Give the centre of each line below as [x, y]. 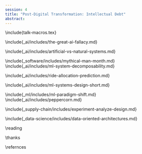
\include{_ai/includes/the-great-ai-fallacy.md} [51, 42]
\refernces [16, 147]
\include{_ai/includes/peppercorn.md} [44, 100]
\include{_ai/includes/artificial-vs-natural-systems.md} [60, 51]
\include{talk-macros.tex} [31, 33]
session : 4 [16, 10]
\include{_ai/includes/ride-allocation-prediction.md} [58, 76]
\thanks [13, 138]
